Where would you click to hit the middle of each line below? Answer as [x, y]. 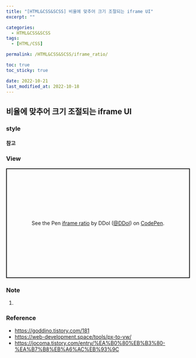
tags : [13, 39]
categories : [20, 27]
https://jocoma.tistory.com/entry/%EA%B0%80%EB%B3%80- [90, 343]
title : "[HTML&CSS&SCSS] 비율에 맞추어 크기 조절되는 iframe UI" [80, 11]
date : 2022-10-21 [27, 81]
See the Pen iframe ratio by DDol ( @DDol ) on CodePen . [98, 223]
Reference [21, 318]
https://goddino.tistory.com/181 [52, 331]
